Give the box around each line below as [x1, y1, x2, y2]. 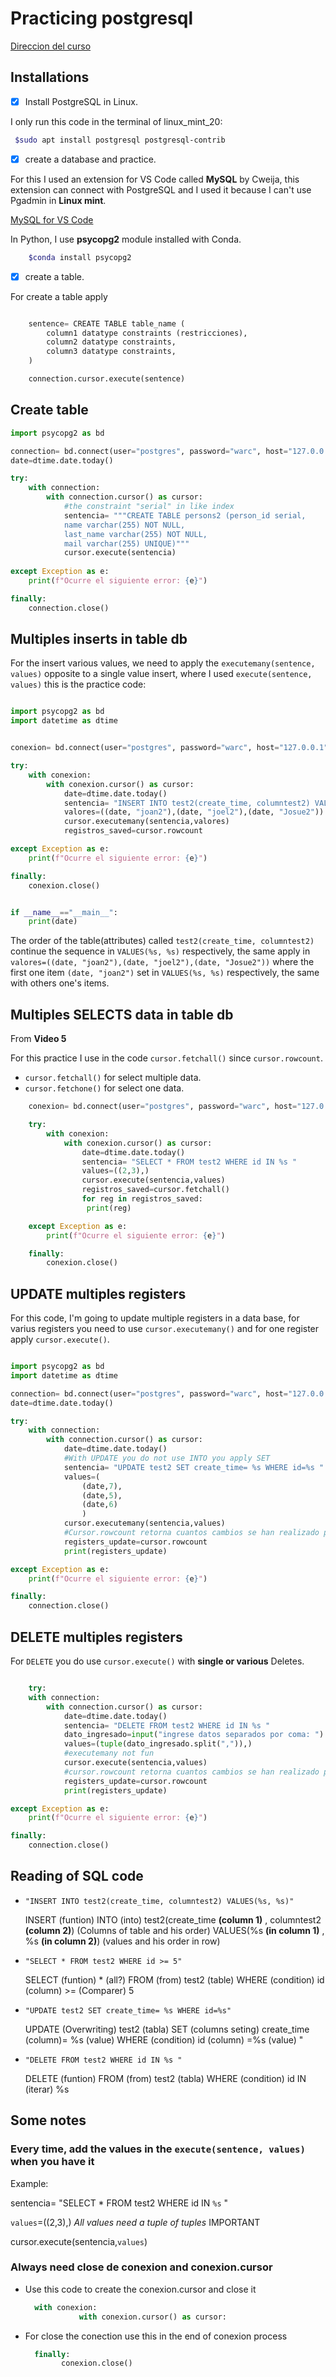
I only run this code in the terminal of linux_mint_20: [10, 115, 223, 127]
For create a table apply [10, 290, 108, 302]
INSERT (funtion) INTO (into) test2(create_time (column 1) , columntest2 [24, 1913, 322, 1926]
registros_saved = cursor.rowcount [63, 826, 203, 836]
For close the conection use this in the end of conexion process [24, 2330, 288, 2342]
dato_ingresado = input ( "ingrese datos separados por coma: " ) [63, 1730, 325, 1740]
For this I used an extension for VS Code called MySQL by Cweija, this [10, 173, 300, 185]
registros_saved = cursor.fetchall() [81, 1185, 230, 1195]
